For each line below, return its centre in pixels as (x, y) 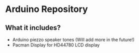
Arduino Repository (47, 9)
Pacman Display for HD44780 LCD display (56, 45)
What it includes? (33, 28)
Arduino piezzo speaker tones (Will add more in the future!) (73, 39)
